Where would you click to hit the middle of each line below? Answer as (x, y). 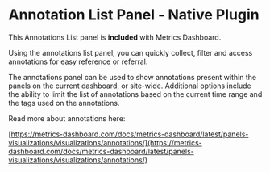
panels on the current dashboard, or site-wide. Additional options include (130, 86)
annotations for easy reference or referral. (78, 61)
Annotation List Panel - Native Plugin (134, 15)
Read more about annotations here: (67, 118)
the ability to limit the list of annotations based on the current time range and (135, 94)
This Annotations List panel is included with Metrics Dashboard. (115, 37)
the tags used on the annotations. (64, 103)
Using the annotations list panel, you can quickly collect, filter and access (131, 52)
